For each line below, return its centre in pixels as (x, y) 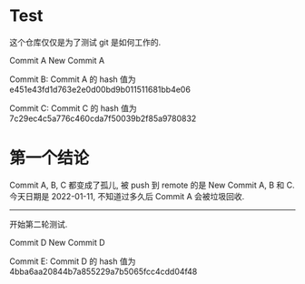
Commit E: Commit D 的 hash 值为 (73, 261)
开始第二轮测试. (39, 224)
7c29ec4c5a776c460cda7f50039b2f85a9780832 (103, 118)
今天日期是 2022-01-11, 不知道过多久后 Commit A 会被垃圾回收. (127, 196)
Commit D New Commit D (58, 242)
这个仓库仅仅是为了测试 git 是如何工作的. (85, 42)
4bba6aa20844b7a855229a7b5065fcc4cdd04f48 (103, 271)
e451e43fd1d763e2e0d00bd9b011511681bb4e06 (100, 89)
